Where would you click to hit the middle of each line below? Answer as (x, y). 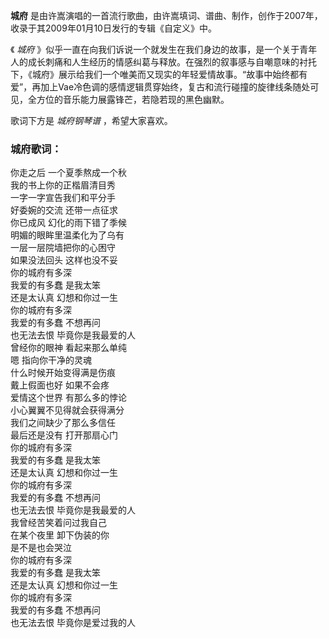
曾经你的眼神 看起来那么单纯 (68, 348)
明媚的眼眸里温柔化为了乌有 (67, 235)
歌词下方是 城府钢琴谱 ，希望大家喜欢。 (91, 120)
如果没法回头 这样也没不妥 (64, 260)
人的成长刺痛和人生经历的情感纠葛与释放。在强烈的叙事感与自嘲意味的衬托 (163, 62)
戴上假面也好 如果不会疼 (60, 385)
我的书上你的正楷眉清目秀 (63, 185)
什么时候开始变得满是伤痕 (63, 373)
